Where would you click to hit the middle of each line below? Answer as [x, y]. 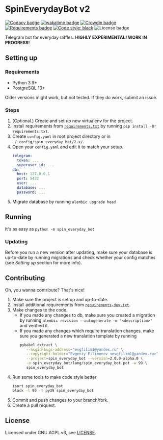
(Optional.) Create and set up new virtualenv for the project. [73, 121]
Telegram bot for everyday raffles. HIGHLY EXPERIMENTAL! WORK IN [76, 37]
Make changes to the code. [40, 310]
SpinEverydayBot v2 [48, 9]
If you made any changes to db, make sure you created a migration [87, 315]
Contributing [25, 278]
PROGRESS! [18, 42]
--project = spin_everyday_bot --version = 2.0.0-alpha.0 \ [85, 359]
